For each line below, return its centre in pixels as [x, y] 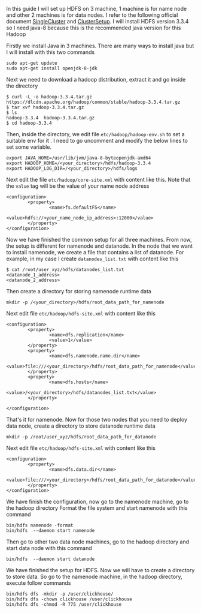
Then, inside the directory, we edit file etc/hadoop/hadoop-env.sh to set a [95, 134]
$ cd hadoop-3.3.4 [29, 123]
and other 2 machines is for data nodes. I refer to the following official [92, 15]
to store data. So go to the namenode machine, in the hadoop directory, [94, 576]
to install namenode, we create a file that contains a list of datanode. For [95, 252]
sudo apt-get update [32, 63]
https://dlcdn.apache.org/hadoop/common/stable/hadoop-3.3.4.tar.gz [93, 102]
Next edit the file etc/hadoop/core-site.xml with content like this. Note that [98, 180]
